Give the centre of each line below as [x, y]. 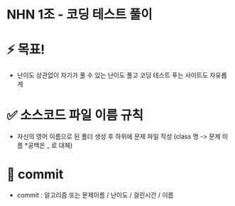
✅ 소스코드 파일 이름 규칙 [75, 115]
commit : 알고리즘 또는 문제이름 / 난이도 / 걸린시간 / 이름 [95, 195]
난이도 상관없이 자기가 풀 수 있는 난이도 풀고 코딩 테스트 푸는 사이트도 [113, 75]
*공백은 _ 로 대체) [49, 146]
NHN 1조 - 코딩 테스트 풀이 [80, 15]
